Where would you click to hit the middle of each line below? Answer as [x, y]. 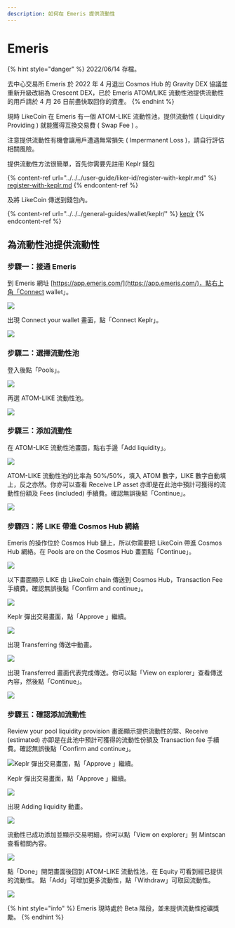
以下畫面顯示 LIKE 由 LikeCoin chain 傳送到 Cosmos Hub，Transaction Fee [115, 580]
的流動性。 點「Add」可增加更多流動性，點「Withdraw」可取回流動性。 [111, 880]
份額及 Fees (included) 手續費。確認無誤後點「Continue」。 [104, 493]
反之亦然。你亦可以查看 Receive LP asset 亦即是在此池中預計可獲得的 [120, 484]
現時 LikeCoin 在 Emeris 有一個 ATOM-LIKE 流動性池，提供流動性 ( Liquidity [116, 116]
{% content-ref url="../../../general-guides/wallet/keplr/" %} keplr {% [106, 213]
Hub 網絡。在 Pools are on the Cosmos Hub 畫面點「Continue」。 [101, 552]
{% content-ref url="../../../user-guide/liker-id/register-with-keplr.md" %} [112, 178]
